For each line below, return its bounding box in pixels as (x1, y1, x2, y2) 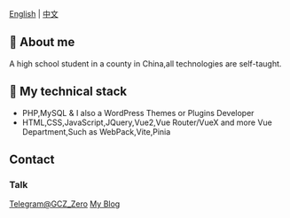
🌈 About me (9, 35, 75, 50)
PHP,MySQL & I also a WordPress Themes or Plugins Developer (21, 107, 255, 118)
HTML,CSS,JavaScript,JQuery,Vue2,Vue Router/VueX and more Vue (21, 117, 272, 128)
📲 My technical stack (9, 84, 128, 99)
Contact (9, 152, 55, 167)
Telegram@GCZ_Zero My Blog (9, 199, 121, 209)
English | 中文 (9, 9, 59, 19)
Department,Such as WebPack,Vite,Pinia (21, 126, 171, 136)
